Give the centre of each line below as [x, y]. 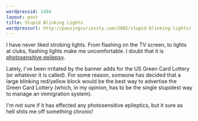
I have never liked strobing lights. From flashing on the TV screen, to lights [97, 45]
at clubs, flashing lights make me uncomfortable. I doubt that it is [85, 51]
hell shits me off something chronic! [50, 112]
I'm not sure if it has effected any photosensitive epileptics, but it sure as [95, 105]
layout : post [22, 17]
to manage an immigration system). [49, 94]
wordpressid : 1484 [29, 12]
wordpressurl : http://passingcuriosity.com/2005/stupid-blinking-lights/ [99, 28]
